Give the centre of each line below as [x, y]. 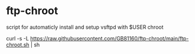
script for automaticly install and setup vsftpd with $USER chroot [85, 27]
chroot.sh [18, 45]
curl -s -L [18, 38]
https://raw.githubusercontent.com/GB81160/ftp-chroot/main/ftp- [110, 38]
